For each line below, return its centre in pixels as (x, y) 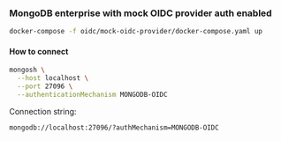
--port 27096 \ (45, 86)
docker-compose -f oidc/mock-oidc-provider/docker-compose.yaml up (136, 32)
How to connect (39, 51)
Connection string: (43, 111)
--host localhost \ (53, 78)
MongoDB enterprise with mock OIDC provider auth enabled (140, 13)
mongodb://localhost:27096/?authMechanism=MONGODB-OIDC (114, 127)
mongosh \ (27, 70)
